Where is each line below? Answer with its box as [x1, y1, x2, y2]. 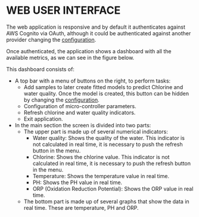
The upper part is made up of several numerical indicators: [23, 128, 168, 135]
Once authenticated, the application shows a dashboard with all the [6, 47, 172, 54]
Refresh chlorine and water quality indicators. [23, 109, 136, 116]
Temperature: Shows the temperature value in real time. [32, 172, 170, 179]
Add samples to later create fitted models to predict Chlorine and [23, 83, 184, 90]
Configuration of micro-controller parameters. [23, 102, 136, 109]
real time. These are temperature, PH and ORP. [23, 204, 139, 211]
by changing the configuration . [23, 96, 99, 103]
